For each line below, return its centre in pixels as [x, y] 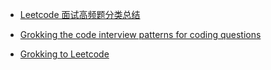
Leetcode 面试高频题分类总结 [80, 14]
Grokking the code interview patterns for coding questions [140, 34]
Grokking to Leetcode [64, 54]
